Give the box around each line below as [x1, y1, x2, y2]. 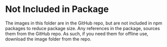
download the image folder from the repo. [5, 36, 92, 42]
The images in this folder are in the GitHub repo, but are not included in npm [5, 20, 162, 26]
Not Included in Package [5, 3, 109, 15]
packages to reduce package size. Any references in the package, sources [5, 25, 160, 31]
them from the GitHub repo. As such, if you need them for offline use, [5, 30, 149, 36]
